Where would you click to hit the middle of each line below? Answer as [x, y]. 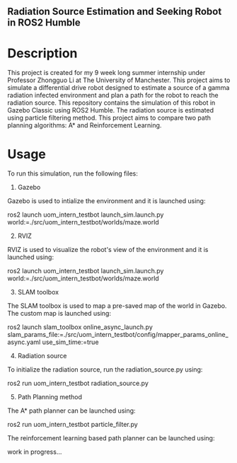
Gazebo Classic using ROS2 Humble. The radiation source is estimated [111, 110]
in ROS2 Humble [44, 23]
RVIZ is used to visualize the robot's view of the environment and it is [108, 250]
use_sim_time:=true [70, 342]
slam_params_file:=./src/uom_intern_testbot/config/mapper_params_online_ [118, 335]
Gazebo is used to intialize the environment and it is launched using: [106, 201]
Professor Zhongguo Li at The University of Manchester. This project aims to [119, 80]
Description [42, 53]
